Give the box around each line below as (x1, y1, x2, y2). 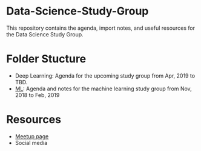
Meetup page (15, 132, 49, 140)
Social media (15, 139, 48, 146)
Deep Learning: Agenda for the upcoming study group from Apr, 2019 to (15, 72, 196, 79)
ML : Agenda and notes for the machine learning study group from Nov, (15, 85, 192, 92)
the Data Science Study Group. (6, 30, 84, 38)
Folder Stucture (6, 52, 87, 66)
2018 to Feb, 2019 (15, 91, 60, 98)
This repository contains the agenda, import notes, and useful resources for (6, 24, 196, 32)
